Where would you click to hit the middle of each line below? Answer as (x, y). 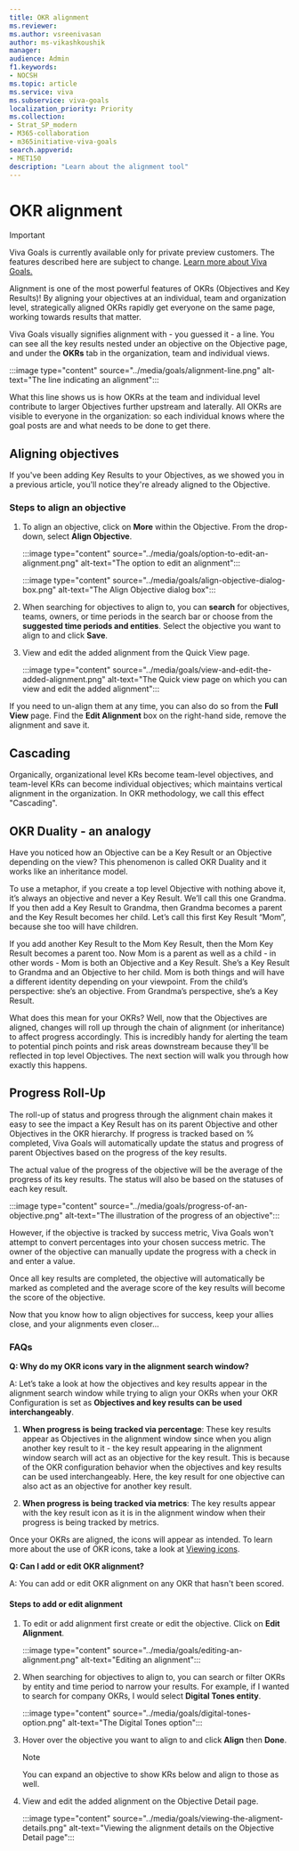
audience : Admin (39, 59)
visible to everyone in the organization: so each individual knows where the (147, 416)
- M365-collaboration (49, 134)
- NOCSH (24, 76)
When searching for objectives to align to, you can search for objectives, (156, 607)
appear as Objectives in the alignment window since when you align (146, 1439)
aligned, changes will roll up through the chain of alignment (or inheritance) (147, 1027)
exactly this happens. (48, 1065)
